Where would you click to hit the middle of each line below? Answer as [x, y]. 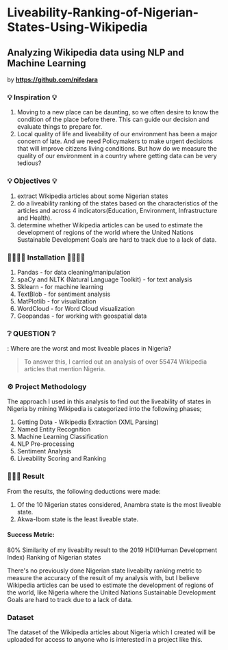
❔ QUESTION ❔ [31, 334]
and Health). [35, 218]
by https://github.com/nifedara [52, 79]
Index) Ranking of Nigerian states [54, 557]
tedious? [29, 163]
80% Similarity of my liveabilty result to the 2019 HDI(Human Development [112, 550]
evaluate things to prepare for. [60, 127]
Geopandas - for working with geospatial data [82, 316]
